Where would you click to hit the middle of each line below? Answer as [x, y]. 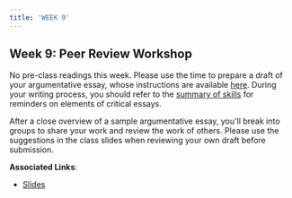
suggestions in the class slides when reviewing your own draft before [138, 141]
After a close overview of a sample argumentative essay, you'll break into [145, 121]
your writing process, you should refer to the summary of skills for [132, 94]
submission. [31, 150]
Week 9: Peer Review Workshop [101, 54]
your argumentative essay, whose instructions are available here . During [143, 85]
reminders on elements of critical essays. [85, 104]
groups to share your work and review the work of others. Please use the [144, 131]
